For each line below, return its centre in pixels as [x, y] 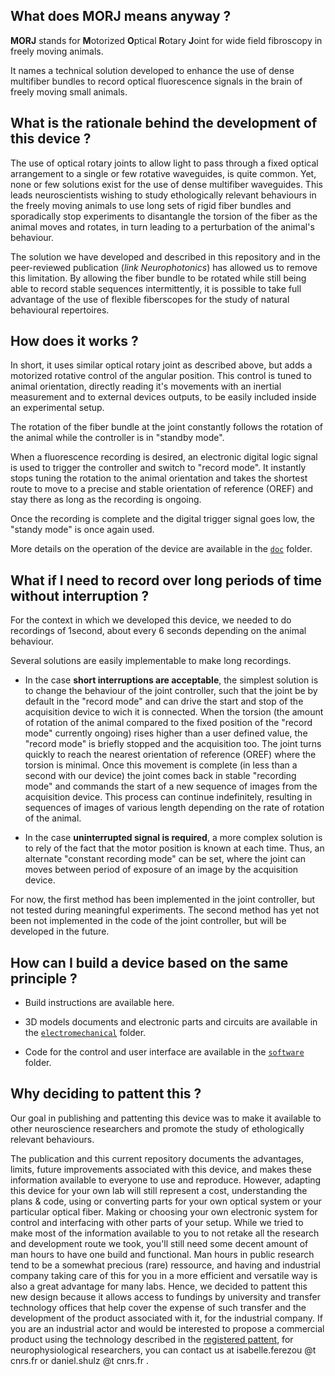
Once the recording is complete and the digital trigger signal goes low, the [163, 519]
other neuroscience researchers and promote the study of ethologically [157, 1128]
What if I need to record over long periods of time [166, 580]
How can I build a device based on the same [149, 962]
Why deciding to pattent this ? [106, 1094]
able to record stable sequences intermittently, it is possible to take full [156, 288]
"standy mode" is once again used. [82, 530]
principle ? [44, 978]
